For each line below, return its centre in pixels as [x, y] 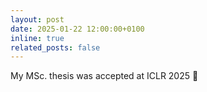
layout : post [37, 19]
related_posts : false [55, 47]
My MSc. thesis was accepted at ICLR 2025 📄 [104, 76]
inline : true [37, 38]
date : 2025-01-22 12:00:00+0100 [77, 29]
